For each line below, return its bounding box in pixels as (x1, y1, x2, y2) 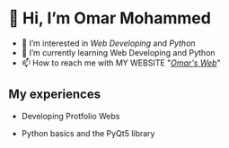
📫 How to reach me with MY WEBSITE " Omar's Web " (21, 57, 221, 68)
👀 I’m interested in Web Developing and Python (21, 38, 196, 48)
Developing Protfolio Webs (21, 110, 120, 121)
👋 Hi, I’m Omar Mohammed (8, 8, 212, 29)
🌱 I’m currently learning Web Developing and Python (21, 47, 216, 57)
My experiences (8, 87, 101, 102)
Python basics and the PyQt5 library (21, 127, 155, 138)
